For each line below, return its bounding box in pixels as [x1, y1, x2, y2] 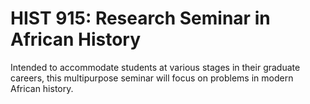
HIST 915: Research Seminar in [10, 7, 271, 30]
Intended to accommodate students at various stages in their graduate [10, 61, 301, 73]
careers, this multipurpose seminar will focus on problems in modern [10, 72, 294, 84]
